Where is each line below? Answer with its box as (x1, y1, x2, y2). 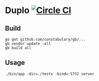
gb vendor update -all (5, 41, 51, 46)
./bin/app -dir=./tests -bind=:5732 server (5, 71, 95, 76)
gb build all (5, 46, 32, 50)
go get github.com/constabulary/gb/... (5, 37, 86, 42)
